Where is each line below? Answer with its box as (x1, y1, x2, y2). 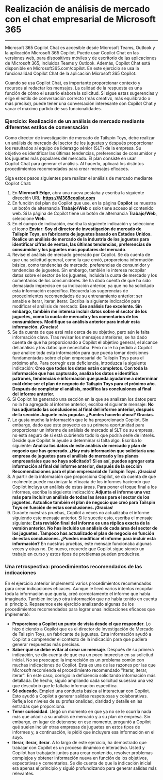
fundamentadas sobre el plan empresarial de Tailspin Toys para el (12, 355, 144, 361)
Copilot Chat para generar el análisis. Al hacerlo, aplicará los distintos (5, 161, 144, 167)
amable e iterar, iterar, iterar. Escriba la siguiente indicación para (12, 298, 141, 304)
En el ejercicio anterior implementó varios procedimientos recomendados (5, 580, 152, 586)
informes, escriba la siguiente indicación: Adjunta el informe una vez (12, 489, 151, 495)
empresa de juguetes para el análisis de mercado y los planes (12, 453, 139, 459)
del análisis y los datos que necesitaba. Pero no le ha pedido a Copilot (12, 345, 152, 351)
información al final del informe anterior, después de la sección (12, 463, 142, 469)
